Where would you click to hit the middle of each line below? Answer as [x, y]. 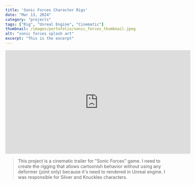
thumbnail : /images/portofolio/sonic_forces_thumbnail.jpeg [71, 29]
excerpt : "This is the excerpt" [40, 39]
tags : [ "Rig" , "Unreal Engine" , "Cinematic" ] [54, 24]
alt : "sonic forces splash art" [40, 34]
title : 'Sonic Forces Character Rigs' [46, 10]
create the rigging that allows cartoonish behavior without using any [89, 166]
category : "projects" [28, 19]
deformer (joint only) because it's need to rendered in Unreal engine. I [91, 172]
